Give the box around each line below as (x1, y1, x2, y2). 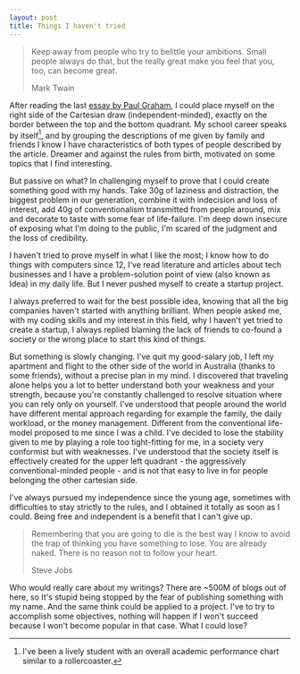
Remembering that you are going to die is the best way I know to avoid (30, 529, 291, 540)
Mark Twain (30, 82, 75, 93)
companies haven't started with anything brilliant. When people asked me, (9, 305, 282, 316)
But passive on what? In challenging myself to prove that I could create (9, 175, 270, 186)
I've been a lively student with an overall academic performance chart (21, 646, 279, 657)
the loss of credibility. (9, 233, 89, 243)
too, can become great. (30, 64, 118, 76)
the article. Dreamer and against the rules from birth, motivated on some (9, 149, 275, 159)
